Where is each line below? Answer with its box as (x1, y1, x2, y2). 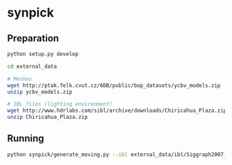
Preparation (7, 32, 59, 44)
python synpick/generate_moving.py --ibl (7, 151, 128, 158)
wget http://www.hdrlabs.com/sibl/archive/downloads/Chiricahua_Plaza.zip (7, 107, 227, 115)
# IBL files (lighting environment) (7, 101, 113, 108)
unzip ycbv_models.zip (7, 88, 72, 95)
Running (7, 133, 45, 144)
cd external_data (7, 63, 57, 70)
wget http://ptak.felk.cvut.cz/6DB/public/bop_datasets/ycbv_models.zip (7, 81, 221, 89)
